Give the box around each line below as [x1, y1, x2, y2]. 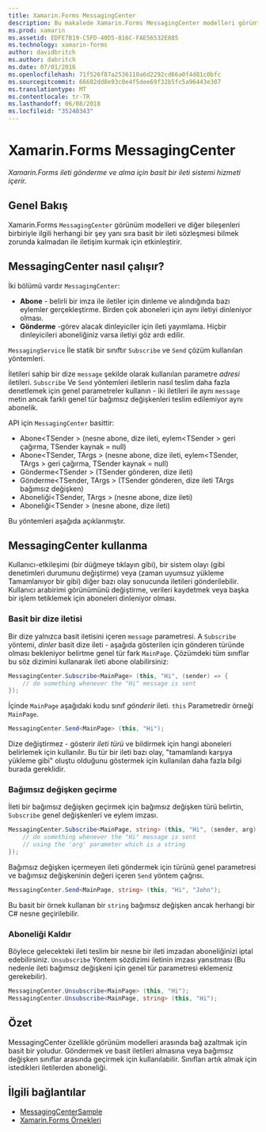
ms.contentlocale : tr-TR [8, 93, 90, 101]
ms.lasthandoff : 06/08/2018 [8, 100, 101, 108]
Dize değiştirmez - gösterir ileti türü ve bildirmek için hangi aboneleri [8, 739, 232, 749]
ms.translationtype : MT [8, 85, 87, 93]
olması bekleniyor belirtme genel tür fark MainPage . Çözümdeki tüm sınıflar [8, 648, 249, 657]
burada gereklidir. [8, 764, 66, 774]
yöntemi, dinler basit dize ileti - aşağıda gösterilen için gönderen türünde [8, 639, 245, 650]
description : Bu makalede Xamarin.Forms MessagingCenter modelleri [8, 19, 236, 27]
